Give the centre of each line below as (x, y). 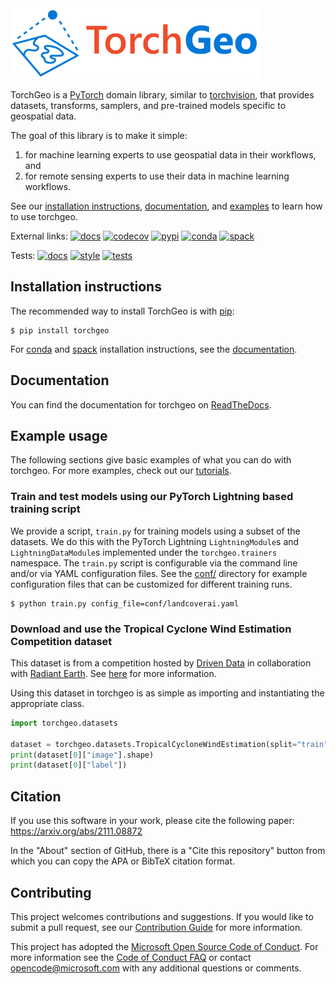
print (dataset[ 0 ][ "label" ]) (69, 765)
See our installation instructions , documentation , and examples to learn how (166, 206)
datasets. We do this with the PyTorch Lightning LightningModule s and (155, 541)
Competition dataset (61, 641)
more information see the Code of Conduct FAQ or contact (131, 957)
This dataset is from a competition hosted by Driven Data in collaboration (161, 663)
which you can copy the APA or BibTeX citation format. (123, 861)
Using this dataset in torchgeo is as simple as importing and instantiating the (167, 693)
